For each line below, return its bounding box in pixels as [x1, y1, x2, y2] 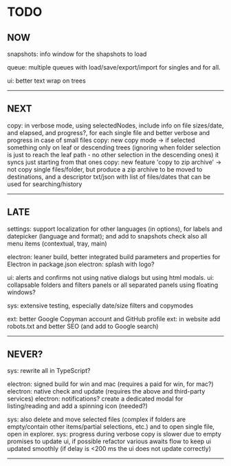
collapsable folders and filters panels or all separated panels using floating [7, 281, 219, 289]
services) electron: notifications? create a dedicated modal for [7, 394, 184, 403]
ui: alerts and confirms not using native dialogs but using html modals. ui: [7, 273, 214, 281]
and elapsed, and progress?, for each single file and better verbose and [7, 128, 210, 136]
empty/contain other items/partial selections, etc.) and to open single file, [7, 423, 215, 431]
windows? [7, 287, 36, 296]
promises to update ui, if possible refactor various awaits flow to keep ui [7, 437, 212, 445]
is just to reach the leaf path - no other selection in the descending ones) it [7, 150, 219, 159]
